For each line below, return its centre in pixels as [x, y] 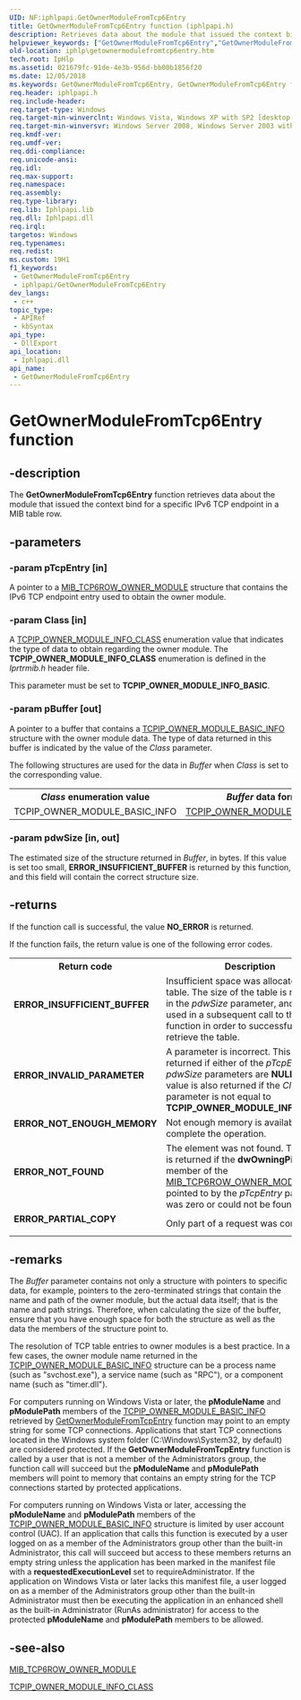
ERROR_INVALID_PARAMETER [79, 1075]
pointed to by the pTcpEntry [224, 1193]
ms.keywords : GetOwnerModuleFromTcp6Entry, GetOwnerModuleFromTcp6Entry [148, 84]
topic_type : [31, 310]
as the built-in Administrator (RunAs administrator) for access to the [134, 1610]
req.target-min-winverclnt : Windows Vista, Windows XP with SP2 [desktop [150, 118]
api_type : [28, 335]
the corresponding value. [56, 774]
